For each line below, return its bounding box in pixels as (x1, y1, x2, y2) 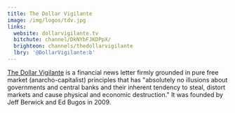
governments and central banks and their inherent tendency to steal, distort (7, 83, 226, 91)
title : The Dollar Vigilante (7, 10, 93, 17)
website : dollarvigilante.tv (13, 29, 99, 37)
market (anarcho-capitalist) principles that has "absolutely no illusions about (7, 75, 228, 84)
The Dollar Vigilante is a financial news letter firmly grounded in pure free (7, 68, 219, 77)
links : (7, 23, 27, 30)
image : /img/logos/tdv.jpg (7, 17, 86, 24)
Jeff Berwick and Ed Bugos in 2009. (7, 98, 112, 106)
